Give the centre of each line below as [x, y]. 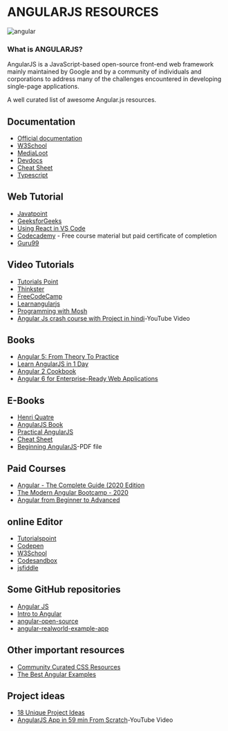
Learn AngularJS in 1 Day [53, 364]
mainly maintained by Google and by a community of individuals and [104, 72]
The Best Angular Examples [57, 674]
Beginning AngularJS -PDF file [59, 447]
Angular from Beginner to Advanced [68, 500]
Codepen [30, 545]
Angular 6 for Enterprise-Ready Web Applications [87, 379]
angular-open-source [48, 621]
